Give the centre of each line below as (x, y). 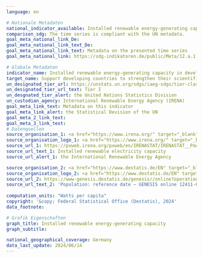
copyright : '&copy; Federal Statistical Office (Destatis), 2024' (92, 201)
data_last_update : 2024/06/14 (44, 246)
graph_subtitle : (27, 229)
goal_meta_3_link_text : (36, 123)
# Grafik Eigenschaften (36, 218)
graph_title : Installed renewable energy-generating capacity (86, 224)
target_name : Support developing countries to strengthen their (89, 78)
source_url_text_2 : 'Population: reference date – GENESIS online (92, 184)
